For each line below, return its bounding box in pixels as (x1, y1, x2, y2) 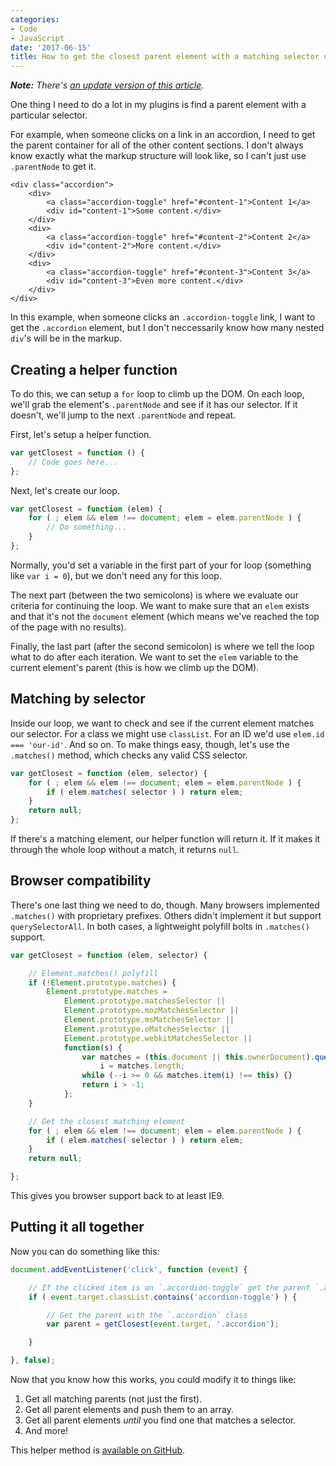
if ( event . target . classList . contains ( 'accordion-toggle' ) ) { (28, 1292, 298, 1302)
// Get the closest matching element (28, 1116, 186, 1126)
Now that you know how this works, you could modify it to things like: (10, 1374, 297, 1385)
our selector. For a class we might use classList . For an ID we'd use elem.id (10, 727, 325, 740)
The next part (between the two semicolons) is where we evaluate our (10, 589, 299, 601)
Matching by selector (10, 691, 146, 708)
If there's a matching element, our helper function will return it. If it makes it (10, 833, 321, 845)
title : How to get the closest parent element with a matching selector (10, 52, 320, 62)
